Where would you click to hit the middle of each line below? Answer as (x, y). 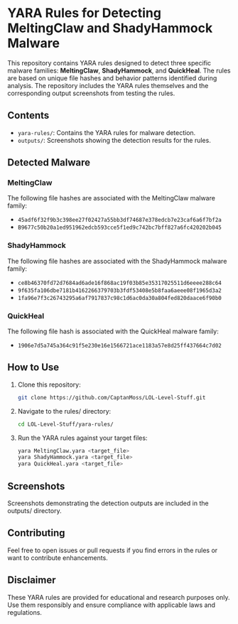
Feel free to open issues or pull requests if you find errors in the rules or (113, 550)
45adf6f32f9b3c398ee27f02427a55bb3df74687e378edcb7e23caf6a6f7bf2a (119, 220)
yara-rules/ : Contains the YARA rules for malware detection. (107, 132)
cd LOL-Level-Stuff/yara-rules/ (65, 424)
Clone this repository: (49, 384)
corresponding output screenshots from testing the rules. (91, 93)
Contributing (36, 533)
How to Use (33, 367)
